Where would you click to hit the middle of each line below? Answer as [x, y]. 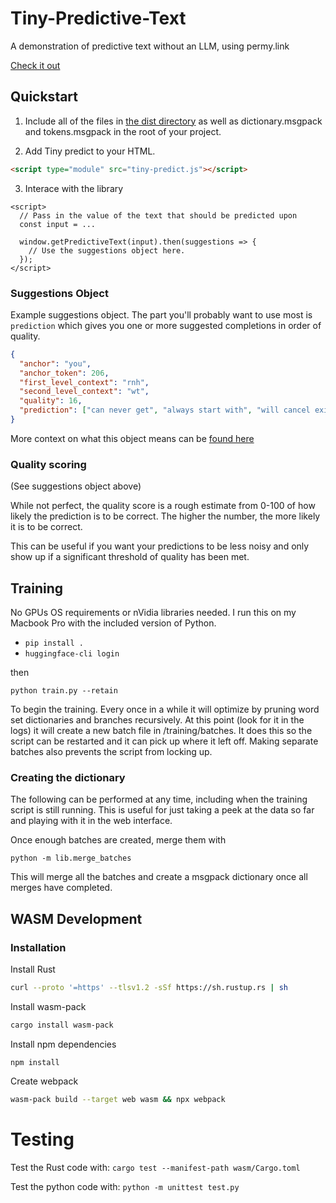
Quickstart [44, 97]
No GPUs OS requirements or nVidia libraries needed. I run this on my [153, 613]
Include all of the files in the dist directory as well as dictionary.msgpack [173, 121]
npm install [35, 1062]
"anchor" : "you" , [55, 363]
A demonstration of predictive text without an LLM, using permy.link [150, 46]
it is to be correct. [46, 527]
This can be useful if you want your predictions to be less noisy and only [160, 546]
